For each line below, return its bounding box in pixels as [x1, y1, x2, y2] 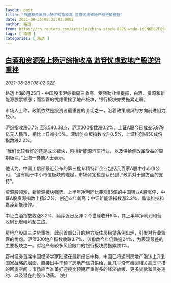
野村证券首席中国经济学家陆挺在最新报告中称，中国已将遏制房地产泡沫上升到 [5, 253, 166, 259]
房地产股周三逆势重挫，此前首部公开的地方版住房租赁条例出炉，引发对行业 [5, 229, 161, 236]
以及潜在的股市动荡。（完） [14, 272, 70, 278]
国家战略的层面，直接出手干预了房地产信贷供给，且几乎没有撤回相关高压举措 [5, 260, 166, 266]
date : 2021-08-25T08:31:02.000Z [5, 17, 74, 22]
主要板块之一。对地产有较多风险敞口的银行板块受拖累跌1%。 [5, 242, 132, 248]
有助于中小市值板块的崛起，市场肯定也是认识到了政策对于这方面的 [20, 171, 159, 177]
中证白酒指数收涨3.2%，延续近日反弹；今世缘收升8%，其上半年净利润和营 [5, 212, 162, 218]
